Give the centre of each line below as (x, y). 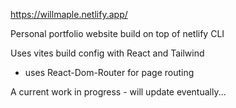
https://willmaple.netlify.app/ (69, 14)
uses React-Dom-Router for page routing (109, 72)
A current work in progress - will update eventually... (118, 92)
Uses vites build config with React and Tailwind (107, 53)
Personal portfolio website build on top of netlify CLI (117, 33)
